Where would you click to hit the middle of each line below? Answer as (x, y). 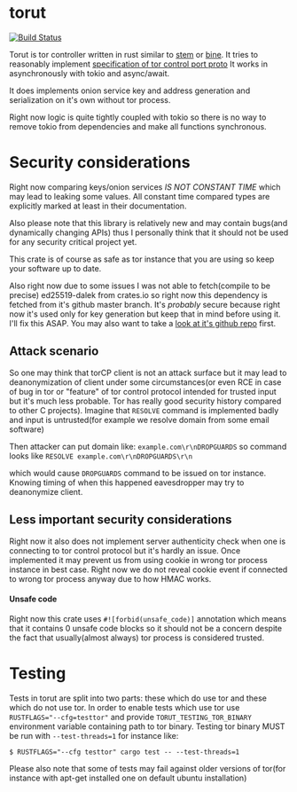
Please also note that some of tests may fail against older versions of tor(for (148, 768)
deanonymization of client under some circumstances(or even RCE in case (145, 382)
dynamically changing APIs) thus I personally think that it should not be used (149, 232)
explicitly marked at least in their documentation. (98, 206)
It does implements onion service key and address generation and (130, 90)
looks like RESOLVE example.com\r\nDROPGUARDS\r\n (101, 456)
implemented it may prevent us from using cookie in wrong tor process (138, 560)
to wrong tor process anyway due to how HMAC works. (110, 578)
